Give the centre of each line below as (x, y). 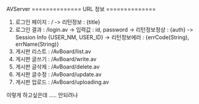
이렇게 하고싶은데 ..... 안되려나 (42, 95)
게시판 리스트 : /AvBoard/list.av (53, 51)
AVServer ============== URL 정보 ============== (81, 9)
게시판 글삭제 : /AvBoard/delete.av (57, 67)
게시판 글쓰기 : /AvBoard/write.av (56, 59)
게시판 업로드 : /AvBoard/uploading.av (62, 82)
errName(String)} (37, 44)
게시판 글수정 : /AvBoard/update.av (58, 74)
